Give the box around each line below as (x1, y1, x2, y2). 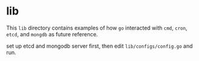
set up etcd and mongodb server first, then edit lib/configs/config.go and (6, 42, 193, 50)
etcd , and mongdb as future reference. (6, 30, 98, 37)
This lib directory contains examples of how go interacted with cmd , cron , (6, 24, 188, 31)
